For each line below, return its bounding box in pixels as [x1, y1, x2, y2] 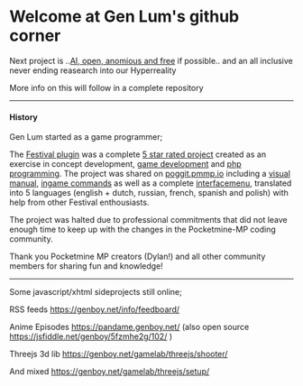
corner [9, 25, 61, 46]
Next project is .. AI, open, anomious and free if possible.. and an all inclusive [9, 55, 293, 66]
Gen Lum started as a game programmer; [9, 132, 163, 142]
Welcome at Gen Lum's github [9, 6, 240, 27]
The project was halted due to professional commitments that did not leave [9, 215, 289, 225]
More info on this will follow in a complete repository [9, 82, 205, 93]
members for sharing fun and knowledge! [9, 261, 164, 271]
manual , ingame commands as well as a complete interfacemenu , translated [9, 178, 292, 188]
